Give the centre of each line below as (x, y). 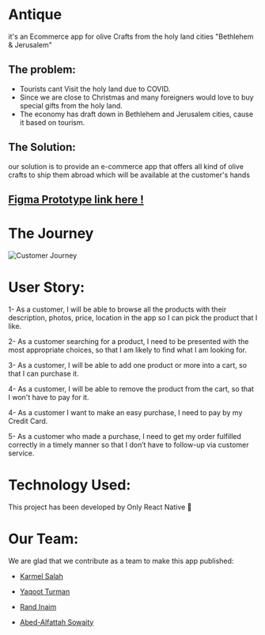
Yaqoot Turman (45, 592)
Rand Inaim (38, 607)
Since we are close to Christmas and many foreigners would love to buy (137, 97)
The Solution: (42, 147)
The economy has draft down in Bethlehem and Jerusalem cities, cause (136, 114)
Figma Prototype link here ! (76, 199)
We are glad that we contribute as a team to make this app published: (121, 561)
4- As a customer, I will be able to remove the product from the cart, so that (131, 388)
